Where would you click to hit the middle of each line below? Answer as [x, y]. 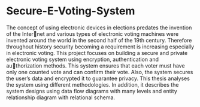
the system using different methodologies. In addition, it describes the [93, 84]
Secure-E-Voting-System [71, 11]
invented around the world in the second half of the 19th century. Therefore [99, 40]
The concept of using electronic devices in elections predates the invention [99, 27]
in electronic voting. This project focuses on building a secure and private [97, 53]
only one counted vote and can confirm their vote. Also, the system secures [100, 72]
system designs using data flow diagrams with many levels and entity [92, 91]
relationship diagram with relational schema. [61, 97]
